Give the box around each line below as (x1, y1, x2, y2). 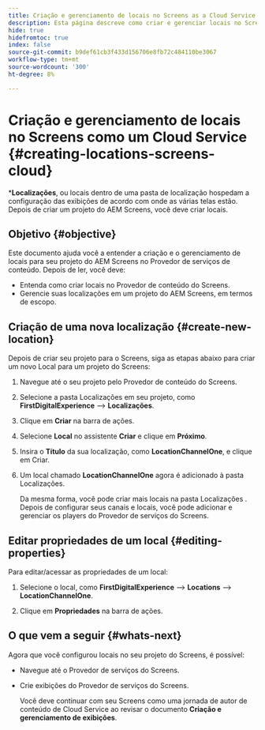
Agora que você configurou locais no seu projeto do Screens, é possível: (8, 649, 244, 660)
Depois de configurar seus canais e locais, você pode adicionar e (19, 502, 233, 512)
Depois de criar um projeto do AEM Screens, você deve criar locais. (8, 205, 229, 214)
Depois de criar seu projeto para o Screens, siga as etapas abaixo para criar (8, 353, 256, 363)
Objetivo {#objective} (8, 227, 117, 241)
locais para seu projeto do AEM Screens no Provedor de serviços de (8, 257, 230, 266)
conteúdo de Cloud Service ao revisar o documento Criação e (19, 704, 222, 713)
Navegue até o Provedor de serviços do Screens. (19, 665, 180, 675)
